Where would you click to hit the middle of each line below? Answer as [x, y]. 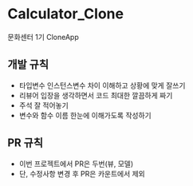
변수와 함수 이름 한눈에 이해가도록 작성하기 [85, 115]
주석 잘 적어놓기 [43, 105]
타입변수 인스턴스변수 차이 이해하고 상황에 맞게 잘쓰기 [102, 85]
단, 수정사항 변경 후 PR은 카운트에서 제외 [82, 173]
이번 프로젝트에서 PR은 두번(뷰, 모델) [76, 164]
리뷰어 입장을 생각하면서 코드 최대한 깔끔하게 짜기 [96, 95]
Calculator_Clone [66, 14]
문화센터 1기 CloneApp [43, 37]
